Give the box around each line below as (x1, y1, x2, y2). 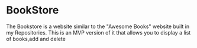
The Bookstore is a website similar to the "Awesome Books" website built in (6, 23, 190, 30)
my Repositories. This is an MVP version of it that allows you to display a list (6, 29, 191, 36)
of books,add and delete (6, 35, 66, 42)
